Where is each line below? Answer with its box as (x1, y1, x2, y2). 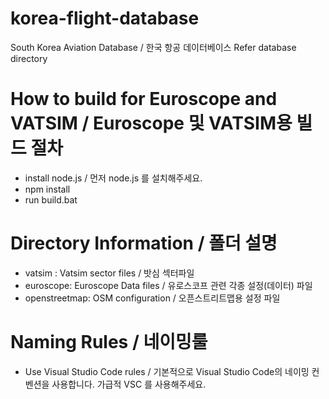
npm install (24, 183, 71, 195)
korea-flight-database (10, 7, 200, 30)
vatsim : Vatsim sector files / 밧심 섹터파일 (24, 267, 195, 279)
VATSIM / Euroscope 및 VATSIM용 (10, 112, 293, 135)
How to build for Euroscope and (10, 88, 278, 111)
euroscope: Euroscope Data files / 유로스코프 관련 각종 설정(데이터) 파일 (24, 279, 313, 291)
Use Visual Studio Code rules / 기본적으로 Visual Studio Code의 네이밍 (24, 365, 310, 377)
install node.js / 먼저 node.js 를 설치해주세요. (24, 172, 203, 184)
